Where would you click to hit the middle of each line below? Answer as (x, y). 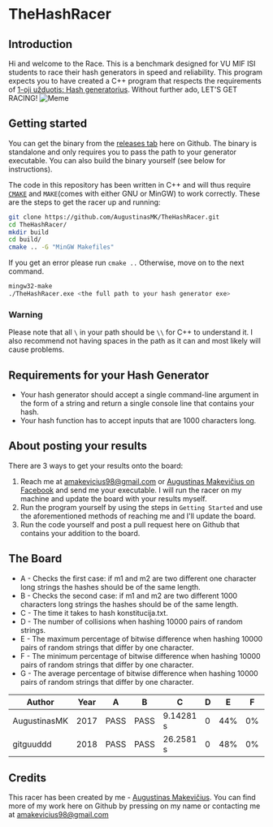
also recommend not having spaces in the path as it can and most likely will (135, 341)
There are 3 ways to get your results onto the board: (96, 465)
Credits (28, 778)
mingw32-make (30, 286)
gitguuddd (32, 744)
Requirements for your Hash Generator (109, 375)
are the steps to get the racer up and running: (84, 202)
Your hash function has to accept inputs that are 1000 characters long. (138, 421)
